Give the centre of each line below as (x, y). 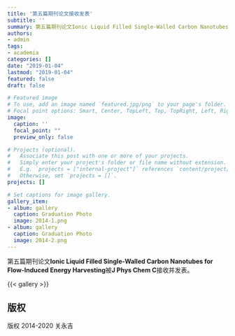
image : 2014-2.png (41, 240)
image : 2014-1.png (41, 221)
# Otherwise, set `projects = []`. (62, 176)
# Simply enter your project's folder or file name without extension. (117, 163)
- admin (19, 40)
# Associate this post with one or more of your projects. (98, 156)
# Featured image (33, 98)
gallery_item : (28, 201)
